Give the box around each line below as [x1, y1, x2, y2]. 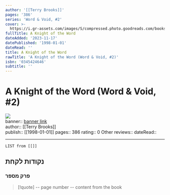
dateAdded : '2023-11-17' [5, 36, 58, 41]
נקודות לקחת [5, 158, 45, 166]
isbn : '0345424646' [5, 59, 47, 64]
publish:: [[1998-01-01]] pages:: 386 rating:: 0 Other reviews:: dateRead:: [5, 129, 157, 135]
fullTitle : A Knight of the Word [5, 31, 76, 36]
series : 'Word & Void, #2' [5, 17, 62, 22]
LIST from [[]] [5, 144, 37, 149]
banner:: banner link [5, 119, 47, 125]
